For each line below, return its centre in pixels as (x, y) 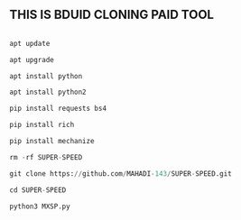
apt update (30, 43)
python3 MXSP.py (40, 206)
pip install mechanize (52, 142)
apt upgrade (32, 60)
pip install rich (42, 125)
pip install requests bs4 (58, 109)
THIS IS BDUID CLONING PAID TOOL (112, 15)
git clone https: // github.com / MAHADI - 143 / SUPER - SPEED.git (120, 174)
